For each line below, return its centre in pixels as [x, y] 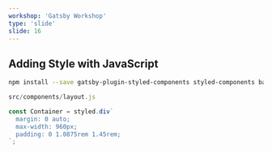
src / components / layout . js [52, 97]
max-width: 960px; [47, 126]
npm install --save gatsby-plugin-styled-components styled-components [132, 83]
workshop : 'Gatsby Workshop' [57, 16]
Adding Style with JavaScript [83, 64]
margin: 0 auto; [43, 119]
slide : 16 [25, 31]
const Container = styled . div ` [61, 111]
